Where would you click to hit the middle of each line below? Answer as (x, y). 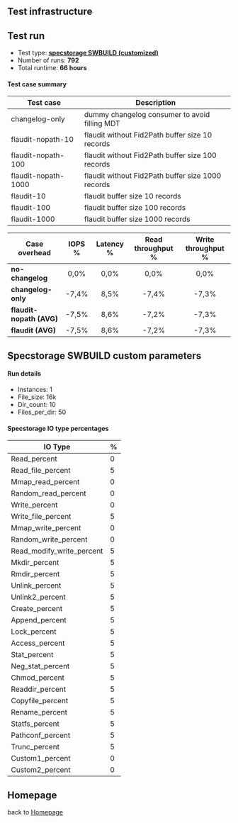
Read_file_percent (41, 471)
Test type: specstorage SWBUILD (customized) (88, 53)
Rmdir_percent (35, 574)
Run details (24, 374)
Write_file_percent (41, 517)
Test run (26, 36)
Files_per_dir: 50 (41, 412)
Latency (110, 244)
